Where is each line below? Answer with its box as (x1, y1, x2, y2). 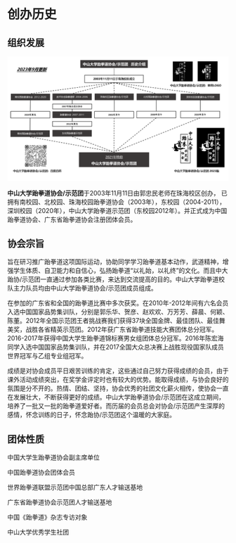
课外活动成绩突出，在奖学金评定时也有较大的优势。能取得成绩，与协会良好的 (7, 376, 229, 384)
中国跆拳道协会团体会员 (7, 468, 75, 477)
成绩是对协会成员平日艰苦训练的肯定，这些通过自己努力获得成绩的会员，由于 (7, 366, 229, 375)
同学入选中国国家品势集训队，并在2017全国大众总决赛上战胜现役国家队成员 (7, 343, 224, 352)
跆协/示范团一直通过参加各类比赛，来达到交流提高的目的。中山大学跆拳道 (7, 275, 219, 283)
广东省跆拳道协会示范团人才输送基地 (7, 498, 112, 506)
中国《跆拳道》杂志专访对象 (7, 513, 88, 521)
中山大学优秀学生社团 (7, 528, 69, 537)
